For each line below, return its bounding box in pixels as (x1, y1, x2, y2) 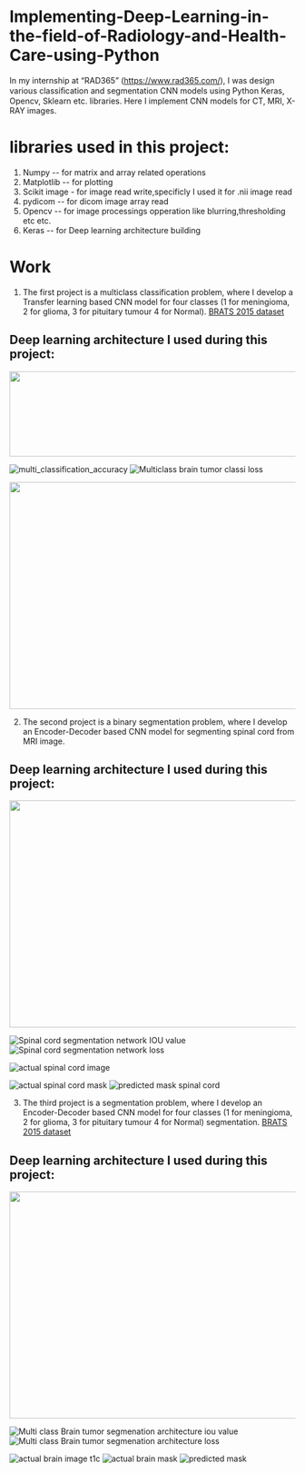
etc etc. (22, 215, 52, 226)
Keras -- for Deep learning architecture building (22, 224, 202, 235)
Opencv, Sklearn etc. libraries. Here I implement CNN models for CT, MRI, (9, 95, 285, 106)
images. (26, 104, 57, 115)
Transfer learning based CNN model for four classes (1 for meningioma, (22, 296, 290, 307)
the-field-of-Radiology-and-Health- (9, 25, 287, 46)
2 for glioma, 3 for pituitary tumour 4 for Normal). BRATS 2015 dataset (22, 306, 284, 317)
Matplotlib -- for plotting (22, 176, 113, 187)
